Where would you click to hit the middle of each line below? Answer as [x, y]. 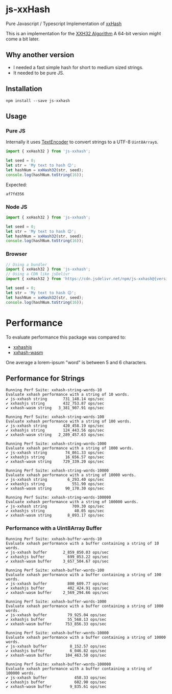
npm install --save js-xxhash [38, 101]
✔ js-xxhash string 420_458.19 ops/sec [55, 426]
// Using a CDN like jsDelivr [38, 274]
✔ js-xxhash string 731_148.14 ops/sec [55, 399]
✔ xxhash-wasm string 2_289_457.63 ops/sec [55, 435]
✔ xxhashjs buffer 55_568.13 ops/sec [56, 619]
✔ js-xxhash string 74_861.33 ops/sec [55, 453]
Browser [17, 254]
